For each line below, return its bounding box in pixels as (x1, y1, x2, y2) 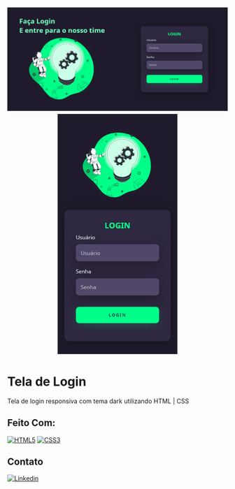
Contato (7, 456, 43, 468)
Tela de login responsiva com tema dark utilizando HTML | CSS (7, 397, 190, 405)
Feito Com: (7, 417, 56, 429)
